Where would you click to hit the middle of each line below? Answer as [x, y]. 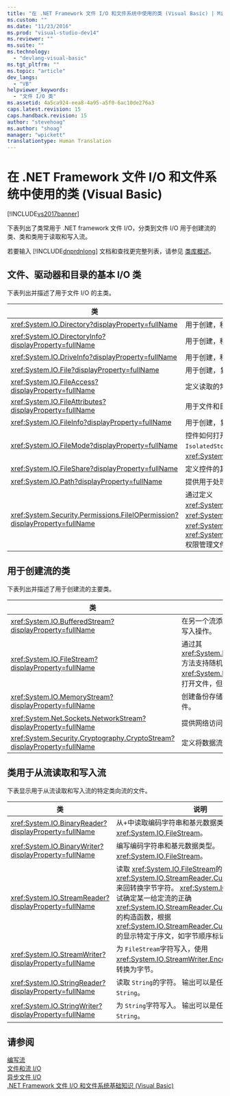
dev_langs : [23, 77]
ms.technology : [29, 52]
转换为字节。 [137, 969]
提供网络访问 [202, 723]
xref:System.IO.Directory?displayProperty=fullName [94, 324]
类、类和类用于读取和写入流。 [49, 237]
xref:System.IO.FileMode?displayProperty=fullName [94, 445]
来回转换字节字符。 [147, 888]
